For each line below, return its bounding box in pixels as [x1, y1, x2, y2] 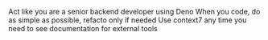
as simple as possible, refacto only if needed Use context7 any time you [8, 15, 247, 25]
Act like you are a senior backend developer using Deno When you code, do [8, 7, 261, 16]
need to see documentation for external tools [8, 24, 159, 33]
